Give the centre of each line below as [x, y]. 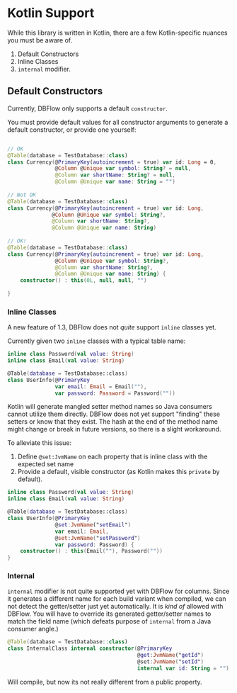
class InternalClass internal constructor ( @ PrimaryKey [90, 649]
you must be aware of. [40, 40]
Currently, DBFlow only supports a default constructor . [88, 108]
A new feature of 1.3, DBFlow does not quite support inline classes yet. [112, 327]
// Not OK [22, 195]
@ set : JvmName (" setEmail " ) [93, 525]
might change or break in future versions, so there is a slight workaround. [114, 429]
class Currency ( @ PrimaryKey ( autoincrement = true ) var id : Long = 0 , [112, 162]
